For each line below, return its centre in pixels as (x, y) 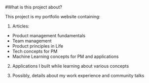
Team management (32, 41)
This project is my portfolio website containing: (53, 16)
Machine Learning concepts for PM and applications (65, 56)
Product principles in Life (37, 46)
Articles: (21, 26)
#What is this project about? (34, 7)
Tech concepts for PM (35, 51)
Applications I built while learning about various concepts (71, 66)
